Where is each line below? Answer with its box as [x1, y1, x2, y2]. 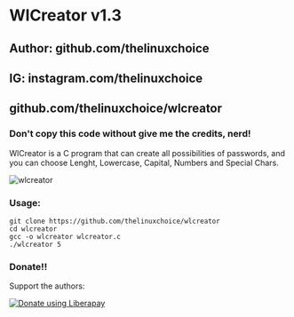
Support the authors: [9, 281, 85, 291]
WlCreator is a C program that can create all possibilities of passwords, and [9, 147, 286, 158]
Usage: [9, 196, 42, 209]
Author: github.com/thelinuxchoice [9, 41, 211, 56]
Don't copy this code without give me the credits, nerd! [9, 128, 251, 140]
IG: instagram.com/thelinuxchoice [9, 70, 203, 85]
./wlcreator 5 [9, 240, 62, 249]
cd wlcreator [9, 224, 58, 234]
